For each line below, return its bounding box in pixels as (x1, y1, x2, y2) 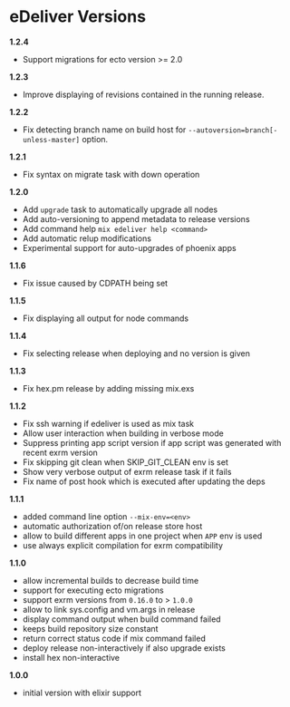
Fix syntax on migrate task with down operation (22, 169, 200, 179)
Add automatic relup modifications (22, 233, 152, 244)
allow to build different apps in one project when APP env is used (22, 530, 263, 541)
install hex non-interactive (22, 652, 121, 663)
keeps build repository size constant (22, 623, 159, 634)
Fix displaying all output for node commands (22, 313, 188, 324)
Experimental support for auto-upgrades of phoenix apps (22, 242, 237, 253)
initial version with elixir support (22, 687, 142, 698)
